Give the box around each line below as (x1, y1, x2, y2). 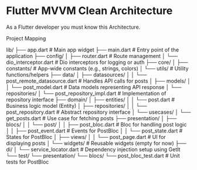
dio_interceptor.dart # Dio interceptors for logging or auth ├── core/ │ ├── (6, 59, 188, 66)
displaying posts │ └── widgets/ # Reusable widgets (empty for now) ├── (6, 140, 186, 147)
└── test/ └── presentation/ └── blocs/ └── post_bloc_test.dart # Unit (6, 152, 180, 159)
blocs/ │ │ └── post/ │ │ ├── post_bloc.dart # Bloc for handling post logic (6, 121, 187, 128)
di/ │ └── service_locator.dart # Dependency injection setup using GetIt (6, 145, 181, 153)
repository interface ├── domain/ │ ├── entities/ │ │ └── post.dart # (6, 96, 175, 103)
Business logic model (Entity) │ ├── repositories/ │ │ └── (6, 102, 147, 109)
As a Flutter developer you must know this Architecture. (6, 23, 141, 30)
